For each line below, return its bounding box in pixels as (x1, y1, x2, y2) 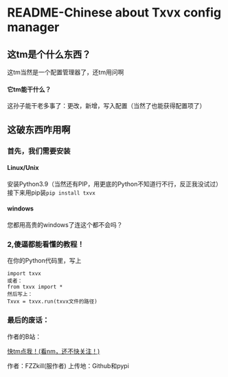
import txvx (7, 270, 41, 277)
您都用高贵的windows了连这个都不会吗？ (7, 220, 123, 228)
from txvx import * (7, 283, 63, 290)
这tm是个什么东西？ (7, 48, 91, 60)
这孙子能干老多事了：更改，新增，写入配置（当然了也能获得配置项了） (7, 102, 206, 110)
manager (7, 19, 60, 35)
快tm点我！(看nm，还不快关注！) (7, 347, 100, 355)
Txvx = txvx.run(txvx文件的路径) (7, 298, 98, 305)
